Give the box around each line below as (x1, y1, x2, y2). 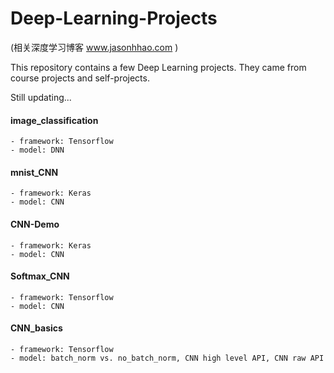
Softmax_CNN (10, 270, 70, 282)
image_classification (10, 114, 99, 126)
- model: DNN (10, 145, 65, 156)
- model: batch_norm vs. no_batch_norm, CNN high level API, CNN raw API (10, 353, 325, 363)
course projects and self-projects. (10, 72, 150, 84)
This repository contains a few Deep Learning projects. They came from (10, 61, 307, 73)
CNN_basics (10, 322, 63, 334)
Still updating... (10, 91, 72, 103)
